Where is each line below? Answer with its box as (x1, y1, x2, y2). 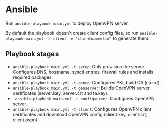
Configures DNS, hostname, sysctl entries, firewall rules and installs (12, 69, 154, 75)
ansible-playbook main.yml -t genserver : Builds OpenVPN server (12, 85, 150, 91)
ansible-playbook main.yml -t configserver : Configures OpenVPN (15, 95, 155, 101)
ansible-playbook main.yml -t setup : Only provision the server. (12, 63, 145, 69)
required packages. (12, 74, 53, 80)
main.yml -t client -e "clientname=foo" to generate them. (25, 35, 150, 41)
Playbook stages (5, 50, 59, 58)
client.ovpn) (12, 117, 38, 123)
